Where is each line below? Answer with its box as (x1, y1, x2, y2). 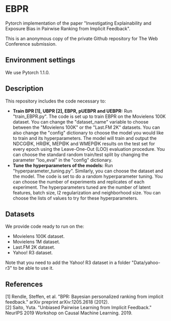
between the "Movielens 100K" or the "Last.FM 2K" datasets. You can (12, 124, 160, 130)
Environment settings (5, 56, 76, 65)
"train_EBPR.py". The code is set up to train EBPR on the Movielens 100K (12, 113, 166, 119)
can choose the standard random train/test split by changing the (12, 151, 148, 157)
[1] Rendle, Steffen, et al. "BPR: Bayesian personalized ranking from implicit (5, 293, 164, 300)
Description (5, 84, 44, 93)
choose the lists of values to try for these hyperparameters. (12, 195, 138, 201)
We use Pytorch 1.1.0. (5, 69, 50, 75)
